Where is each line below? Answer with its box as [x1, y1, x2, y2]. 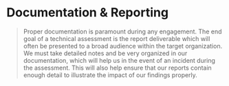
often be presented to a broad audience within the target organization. [23, 42, 223, 50]
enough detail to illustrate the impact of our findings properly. [23, 70, 197, 79]
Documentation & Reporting [6, 5, 169, 20]
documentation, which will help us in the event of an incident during [23, 56, 216, 64]
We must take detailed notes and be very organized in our [23, 49, 188, 57]
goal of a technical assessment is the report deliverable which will [23, 34, 210, 42]
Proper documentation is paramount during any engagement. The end [23, 27, 222, 35]
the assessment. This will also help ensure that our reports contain [23, 63, 212, 72]
